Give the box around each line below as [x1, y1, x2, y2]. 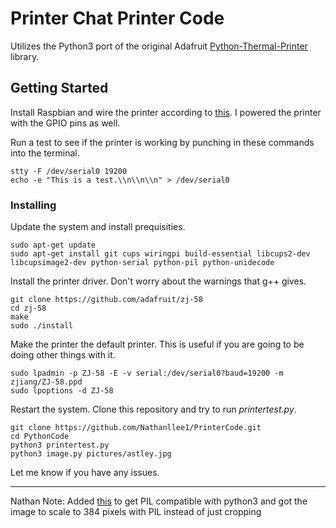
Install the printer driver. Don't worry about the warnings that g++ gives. [10, 275, 307, 287]
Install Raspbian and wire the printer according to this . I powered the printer [10, 106, 322, 118]
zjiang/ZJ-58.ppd [10, 377, 83, 387]
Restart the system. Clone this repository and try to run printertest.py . [10, 403, 297, 416]
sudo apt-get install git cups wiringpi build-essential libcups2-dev [10, 249, 311, 259]
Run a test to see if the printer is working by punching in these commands [10, 136, 315, 148]
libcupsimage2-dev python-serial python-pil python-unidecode [10, 258, 275, 268]
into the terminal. [10, 147, 80, 159]
